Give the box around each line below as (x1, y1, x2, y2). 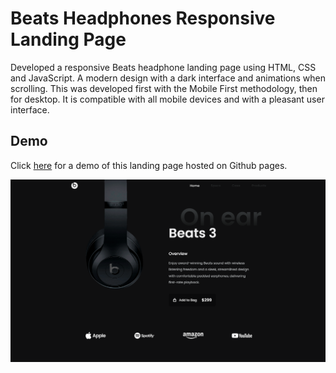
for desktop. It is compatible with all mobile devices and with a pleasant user (10, 93, 325, 105)
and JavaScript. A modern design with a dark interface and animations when (10, 72, 326, 84)
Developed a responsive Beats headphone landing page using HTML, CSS (10, 61, 317, 73)
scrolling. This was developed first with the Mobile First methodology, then (10, 82, 318, 94)
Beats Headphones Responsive (10, 7, 276, 30)
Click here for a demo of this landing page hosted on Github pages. (10, 159, 288, 171)
